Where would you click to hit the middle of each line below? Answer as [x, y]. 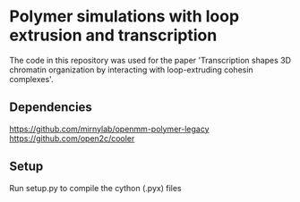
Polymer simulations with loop [124, 17]
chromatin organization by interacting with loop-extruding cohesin [131, 70]
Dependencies [51, 108]
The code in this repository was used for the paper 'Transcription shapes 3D [150, 60]
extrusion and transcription [113, 35]
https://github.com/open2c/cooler [72, 138]
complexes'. [31, 79]
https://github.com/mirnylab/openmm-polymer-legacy [109, 129]
